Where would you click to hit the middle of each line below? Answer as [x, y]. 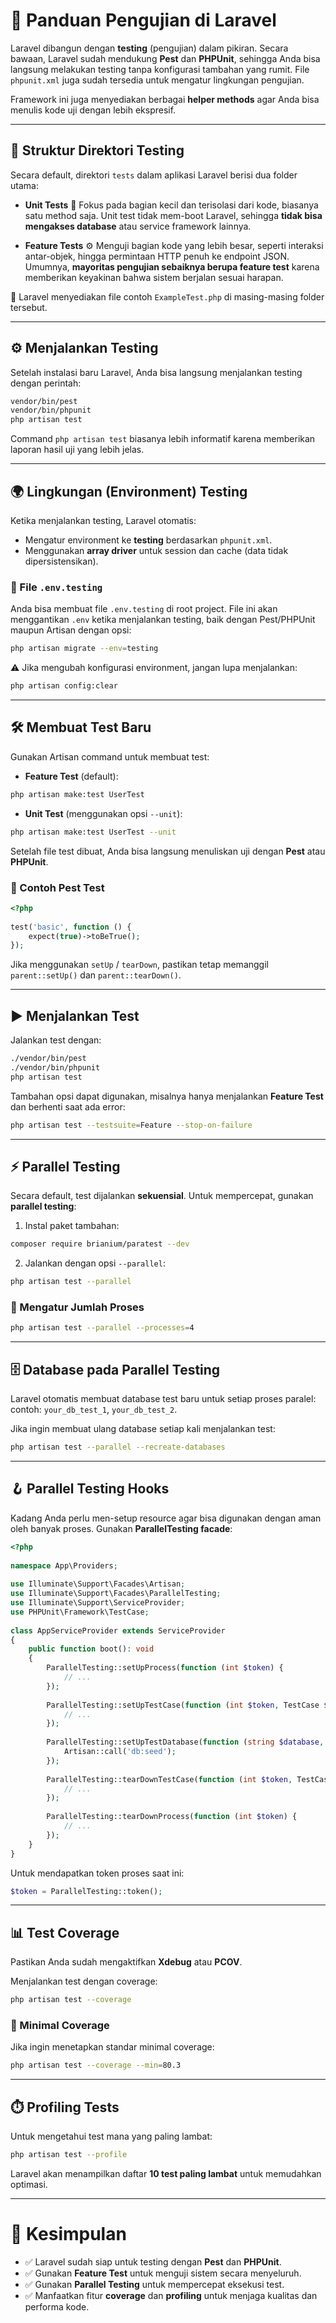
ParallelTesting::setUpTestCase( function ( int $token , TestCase [183, 1705]
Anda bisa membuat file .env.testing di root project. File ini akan [144, 609]
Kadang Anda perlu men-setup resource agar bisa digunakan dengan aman [166, 1518]
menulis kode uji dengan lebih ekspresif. [93, 110]
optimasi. [29, 2184]
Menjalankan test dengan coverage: [84, 1981]
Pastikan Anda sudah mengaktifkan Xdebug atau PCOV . [126, 1962]
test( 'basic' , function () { [71, 927]
